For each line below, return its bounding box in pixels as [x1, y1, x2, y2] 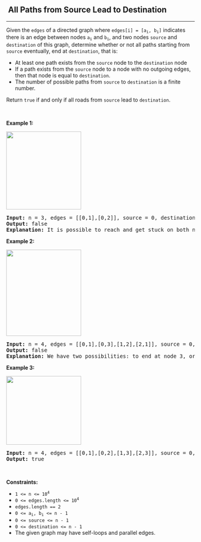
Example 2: [6, 237, 35, 245]
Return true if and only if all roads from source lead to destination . [6, 96, 170, 103]
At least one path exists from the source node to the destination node [14, 59, 187, 66]
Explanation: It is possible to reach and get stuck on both [6, 226, 190, 233]
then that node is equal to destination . [14, 71, 111, 79]
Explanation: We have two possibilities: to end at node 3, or [6, 352, 196, 360]
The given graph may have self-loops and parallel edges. [14, 529, 156, 536]
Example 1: [6, 119, 34, 127]
